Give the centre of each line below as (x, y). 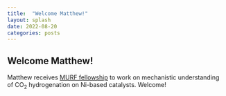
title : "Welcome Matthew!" (48, 13)
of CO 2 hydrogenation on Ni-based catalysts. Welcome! (87, 86)
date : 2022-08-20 (32, 26)
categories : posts (34, 33)
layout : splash (29, 20)
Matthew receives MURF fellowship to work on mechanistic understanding (113, 77)
